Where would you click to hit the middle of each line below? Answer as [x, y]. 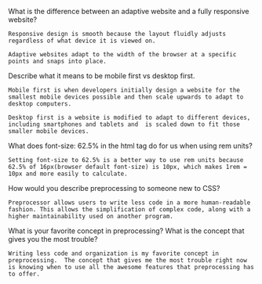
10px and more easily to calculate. [68, 174]
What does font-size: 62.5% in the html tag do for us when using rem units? [130, 146]
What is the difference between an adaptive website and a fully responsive [129, 11]
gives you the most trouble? [53, 239]
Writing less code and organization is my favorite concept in [114, 253]
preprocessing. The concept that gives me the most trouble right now [127, 261]
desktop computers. [40, 104]
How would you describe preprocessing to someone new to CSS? [114, 188]
